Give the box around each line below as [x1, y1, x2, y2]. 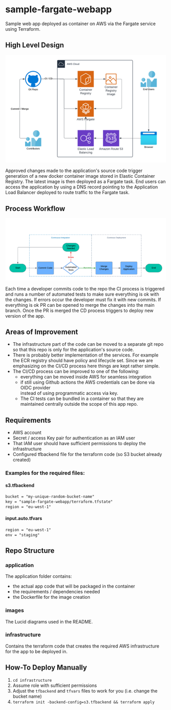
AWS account [12, 429, 42, 436]
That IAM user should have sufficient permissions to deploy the [12, 441, 146, 447]
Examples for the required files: [5, 470, 85, 477]
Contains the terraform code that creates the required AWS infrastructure [5, 643, 160, 649]
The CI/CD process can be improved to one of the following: [12, 368, 139, 374]
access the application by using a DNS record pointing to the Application [5, 184, 158, 190]
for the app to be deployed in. [5, 648, 68, 654]
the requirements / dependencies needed [12, 589, 101, 595]
